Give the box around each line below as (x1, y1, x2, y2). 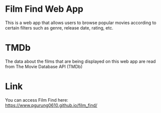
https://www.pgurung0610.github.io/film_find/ (5, 102, 98, 108)
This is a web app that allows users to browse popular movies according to (5, 20, 157, 26)
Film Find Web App (5, 3, 83, 15)
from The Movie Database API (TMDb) (5, 63, 82, 69)
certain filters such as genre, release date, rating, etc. (5, 25, 114, 30)
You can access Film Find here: (5, 97, 69, 103)
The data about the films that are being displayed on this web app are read (5, 58, 156, 64)
